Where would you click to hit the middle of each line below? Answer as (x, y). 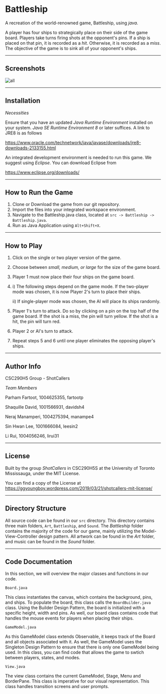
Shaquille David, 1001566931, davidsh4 (45, 407)
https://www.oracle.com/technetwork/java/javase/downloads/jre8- (73, 142)
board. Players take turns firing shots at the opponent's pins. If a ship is (78, 38)
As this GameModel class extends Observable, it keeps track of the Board (80, 636)
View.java (15, 667)
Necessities (17, 113)
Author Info (23, 366)
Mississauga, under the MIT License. (42, 473)
